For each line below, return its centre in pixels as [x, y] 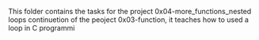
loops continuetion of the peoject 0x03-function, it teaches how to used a [129, 20]
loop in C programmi [42, 28]
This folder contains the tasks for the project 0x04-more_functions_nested [130, 11]
